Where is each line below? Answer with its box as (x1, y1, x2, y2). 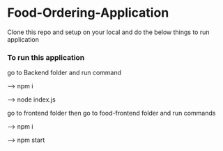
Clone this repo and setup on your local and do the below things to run (7, 28, 210, 36)
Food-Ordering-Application (7, 5, 169, 21)
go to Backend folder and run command (7, 68, 122, 77)
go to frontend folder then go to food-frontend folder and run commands (7, 109, 216, 118)
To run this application (7, 52, 85, 62)
